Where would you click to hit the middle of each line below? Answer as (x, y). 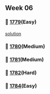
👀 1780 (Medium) (25, 46)
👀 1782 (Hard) (21, 72)
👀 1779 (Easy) (21, 22)
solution (13, 33)
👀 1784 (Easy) (21, 86)
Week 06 (19, 8)
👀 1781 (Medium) (25, 59)
